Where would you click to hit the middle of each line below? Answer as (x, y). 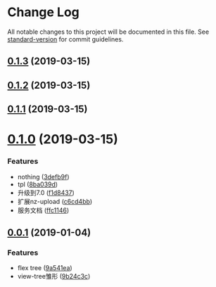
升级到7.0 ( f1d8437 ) (46, 192)
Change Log (43, 12)
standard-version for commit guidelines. (65, 39)
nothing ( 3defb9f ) (43, 177)
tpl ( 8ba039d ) (38, 184)
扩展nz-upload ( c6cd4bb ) (55, 201)
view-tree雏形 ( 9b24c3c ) (54, 276)
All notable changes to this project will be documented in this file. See (108, 32)
